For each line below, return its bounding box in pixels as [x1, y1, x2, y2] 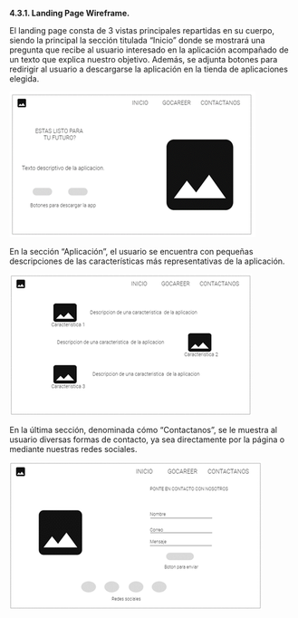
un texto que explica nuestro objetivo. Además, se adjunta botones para [9, 54, 278, 64]
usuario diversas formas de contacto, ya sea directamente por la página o [9, 434, 285, 445]
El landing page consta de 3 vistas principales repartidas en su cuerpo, [9, 25, 274, 35]
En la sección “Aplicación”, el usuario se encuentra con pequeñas [9, 246, 254, 256]
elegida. [9, 73, 40, 84]
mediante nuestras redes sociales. [9, 444, 138, 454]
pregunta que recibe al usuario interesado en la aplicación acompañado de [9, 44, 289, 55]
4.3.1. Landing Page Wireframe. [9, 8, 130, 18]
